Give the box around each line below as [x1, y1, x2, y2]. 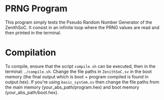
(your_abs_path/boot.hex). [5, 89, 59, 95]
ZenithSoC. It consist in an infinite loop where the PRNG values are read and [5, 24, 160, 30]
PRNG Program [5, 3, 68, 14]
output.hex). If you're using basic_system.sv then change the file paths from [5, 79, 160, 85]
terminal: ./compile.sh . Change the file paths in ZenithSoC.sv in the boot [5, 68, 152, 74]
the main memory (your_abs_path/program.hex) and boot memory [5, 84, 139, 90]
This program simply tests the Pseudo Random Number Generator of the [5, 19, 153, 25]
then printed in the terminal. [5, 30, 62, 35]
